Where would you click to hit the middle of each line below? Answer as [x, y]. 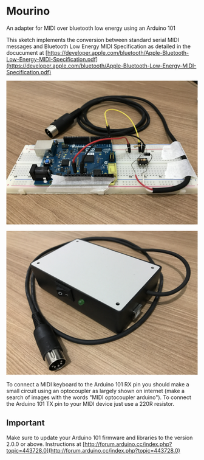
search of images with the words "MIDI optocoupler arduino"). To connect [99, 397]
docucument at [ [27, 52]
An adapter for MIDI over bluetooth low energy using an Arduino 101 [91, 28]
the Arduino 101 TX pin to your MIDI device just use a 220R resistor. [90, 403]
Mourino [28, 11]
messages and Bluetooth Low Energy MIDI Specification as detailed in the [99, 46]
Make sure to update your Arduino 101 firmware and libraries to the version [100, 437]
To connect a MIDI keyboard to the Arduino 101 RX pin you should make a [98, 384]
